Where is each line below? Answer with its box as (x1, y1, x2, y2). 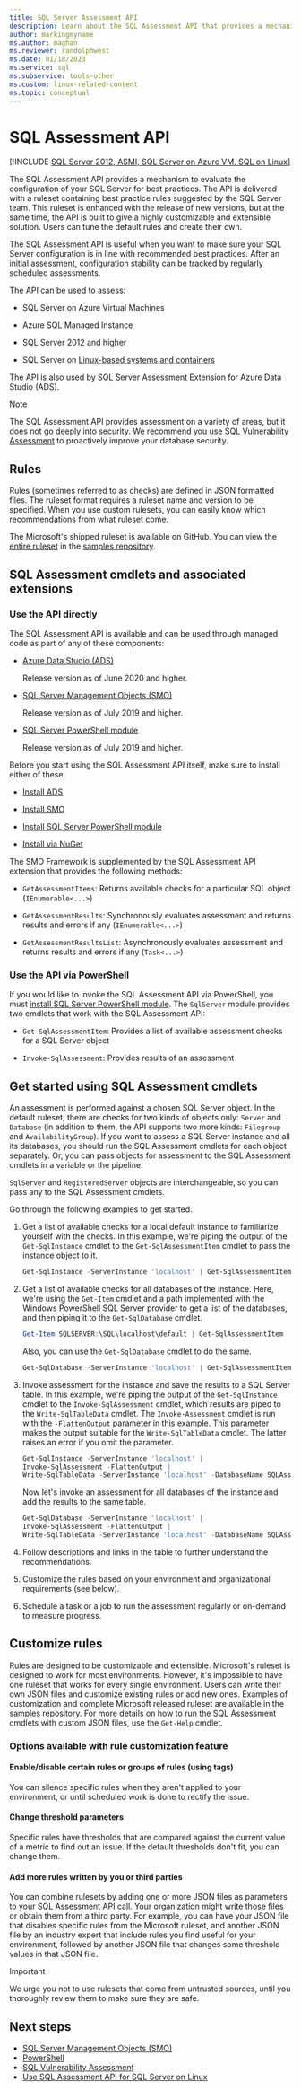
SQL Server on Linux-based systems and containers (21, 355, 215, 365)
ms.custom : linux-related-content (9, 80, 139, 89)
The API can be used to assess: (9, 285, 126, 296)
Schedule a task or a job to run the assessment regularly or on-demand (21, 1600, 287, 1611)
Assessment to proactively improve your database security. (9, 435, 228, 446)
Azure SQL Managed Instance (21, 320, 133, 330)
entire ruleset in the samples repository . (9, 540, 156, 552)
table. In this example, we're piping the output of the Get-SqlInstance (21, 1389, 278, 1400)
